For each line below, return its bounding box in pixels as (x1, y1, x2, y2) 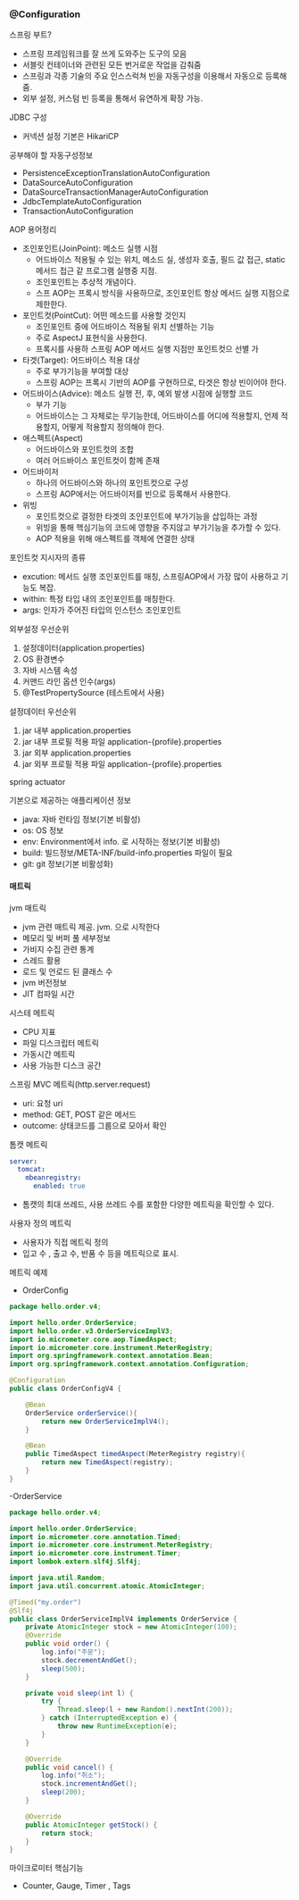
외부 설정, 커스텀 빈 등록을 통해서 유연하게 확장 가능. (21, 93, 203, 104)
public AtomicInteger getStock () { (25, 1821, 158, 1829)
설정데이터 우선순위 (9, 706, 77, 717)
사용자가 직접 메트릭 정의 (21, 1237, 109, 1247)
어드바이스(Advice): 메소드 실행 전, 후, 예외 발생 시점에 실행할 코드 (21, 388, 253, 399)
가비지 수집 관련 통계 (21, 944, 95, 954)
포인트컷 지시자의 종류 (9, 553, 87, 563)
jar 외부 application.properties (21, 747, 132, 758)
